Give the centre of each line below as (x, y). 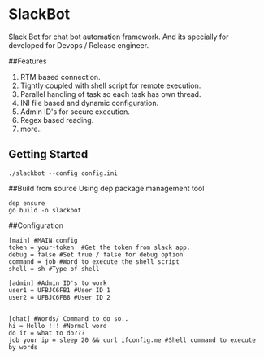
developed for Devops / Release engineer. (78, 45)
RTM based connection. (60, 77)
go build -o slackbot (45, 210)
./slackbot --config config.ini (63, 173)
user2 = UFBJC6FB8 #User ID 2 (60, 297)
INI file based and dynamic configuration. (89, 103)
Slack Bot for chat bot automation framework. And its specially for (119, 37)
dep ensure (27, 203)
